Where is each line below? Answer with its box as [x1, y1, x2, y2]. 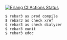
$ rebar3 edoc [5, 31, 34, 36]
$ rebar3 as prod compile [5, 14, 58, 19]
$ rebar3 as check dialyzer [5, 22, 63, 27]
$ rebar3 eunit [5, 27, 36, 31]
